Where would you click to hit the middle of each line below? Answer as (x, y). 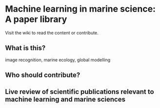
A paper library (36, 19)
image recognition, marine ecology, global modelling (58, 60)
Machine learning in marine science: (80, 9)
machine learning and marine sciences (65, 99)
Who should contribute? (43, 75)
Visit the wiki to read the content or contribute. (52, 33)
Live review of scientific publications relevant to (80, 92)
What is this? (25, 48)
